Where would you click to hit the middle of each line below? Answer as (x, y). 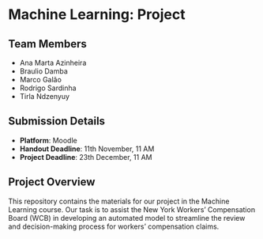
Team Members (47, 44)
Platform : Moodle (48, 140)
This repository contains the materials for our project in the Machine (119, 201)
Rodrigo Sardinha (48, 88)
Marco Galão (40, 80)
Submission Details (56, 121)
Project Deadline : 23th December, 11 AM (86, 157)
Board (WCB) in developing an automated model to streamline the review (127, 218)
